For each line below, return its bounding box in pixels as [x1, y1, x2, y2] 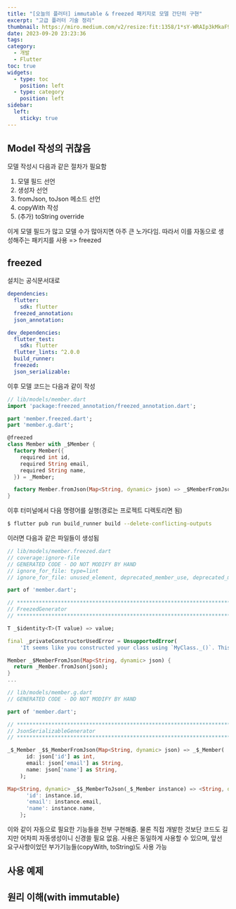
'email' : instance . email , [25, 798, 102, 806]
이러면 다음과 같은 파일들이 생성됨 [7, 534, 100, 542]
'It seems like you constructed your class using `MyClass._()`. [20, 644, 216, 651]
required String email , [20, 460, 90, 467]
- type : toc [13, 75, 49, 83]
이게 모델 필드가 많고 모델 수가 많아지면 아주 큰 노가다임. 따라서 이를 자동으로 [7, 227, 217, 236]
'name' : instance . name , [25, 805, 96, 812]
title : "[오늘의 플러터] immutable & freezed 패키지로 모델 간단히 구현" [7, 10, 202, 18]
